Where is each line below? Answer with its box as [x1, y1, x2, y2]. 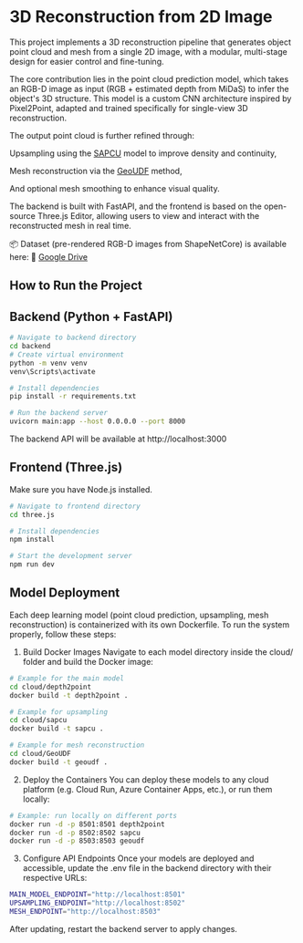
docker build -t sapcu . [9, 724, 104, 733]
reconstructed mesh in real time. [9, 220, 132, 231]
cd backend [9, 342, 51, 351]
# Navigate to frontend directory [9, 502, 141, 511]
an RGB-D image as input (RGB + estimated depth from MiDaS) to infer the [9, 83, 289, 94]
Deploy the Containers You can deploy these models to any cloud [22, 773, 269, 785]
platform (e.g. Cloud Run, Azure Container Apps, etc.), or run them [22, 783, 273, 794]
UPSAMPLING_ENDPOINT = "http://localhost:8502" [9, 898, 185, 908]
